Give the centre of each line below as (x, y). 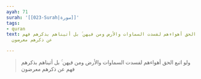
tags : (13, 23)
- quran (16, 29)
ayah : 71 (17, 12)
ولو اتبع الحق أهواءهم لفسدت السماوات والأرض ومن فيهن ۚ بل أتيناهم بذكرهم (106, 62)
